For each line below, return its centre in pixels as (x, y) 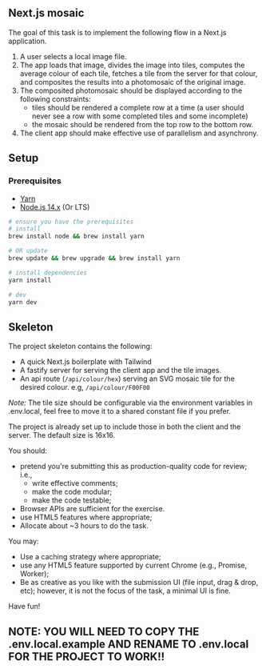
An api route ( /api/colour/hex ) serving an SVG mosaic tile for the (127, 379)
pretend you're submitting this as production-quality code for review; (133, 467)
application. (28, 41)
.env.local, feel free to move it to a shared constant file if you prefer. (120, 411)
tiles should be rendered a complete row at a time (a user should (138, 107)
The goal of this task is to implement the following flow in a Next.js (117, 32)
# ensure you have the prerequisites (71, 222)
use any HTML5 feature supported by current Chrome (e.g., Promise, (133, 565)
